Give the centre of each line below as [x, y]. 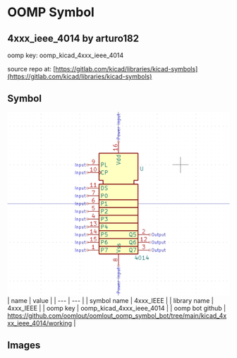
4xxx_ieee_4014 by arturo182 [73, 38]
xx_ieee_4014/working [40, 323]
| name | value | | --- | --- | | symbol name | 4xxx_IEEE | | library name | [110, 300]
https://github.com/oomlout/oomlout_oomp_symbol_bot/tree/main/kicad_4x [117, 316]
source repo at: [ [31, 69]
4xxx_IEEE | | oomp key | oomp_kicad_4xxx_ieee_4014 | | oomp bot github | [117, 308]
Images [24, 345]
